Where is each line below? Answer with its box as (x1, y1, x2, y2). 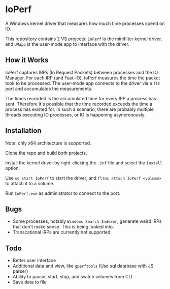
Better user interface (12, 257, 56, 264)
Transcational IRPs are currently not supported (12, 229, 111, 235)
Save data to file (12, 279, 47, 285)
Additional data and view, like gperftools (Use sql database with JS (12, 263, 154, 269)
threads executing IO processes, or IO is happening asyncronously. (5, 111, 146, 118)
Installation (5, 126, 42, 135)
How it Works (5, 56, 49, 65)
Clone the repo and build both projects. (5, 150, 87, 156)
